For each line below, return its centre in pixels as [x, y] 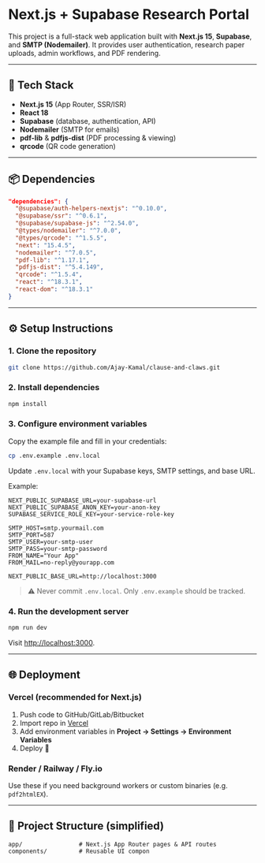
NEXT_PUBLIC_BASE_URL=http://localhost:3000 [82, 576]
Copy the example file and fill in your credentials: [88, 441]
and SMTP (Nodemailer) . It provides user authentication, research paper [127, 44]
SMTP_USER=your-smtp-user [50, 541]
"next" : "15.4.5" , [46, 245]
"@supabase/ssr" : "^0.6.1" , [62, 216]
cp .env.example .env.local [54, 456]
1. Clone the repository [52, 351]
